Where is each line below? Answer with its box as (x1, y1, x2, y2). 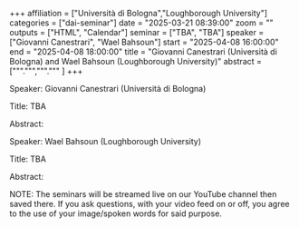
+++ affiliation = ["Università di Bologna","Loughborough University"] (9, 8, 268, 18)
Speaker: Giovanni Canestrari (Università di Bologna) (9, 84, 207, 94)
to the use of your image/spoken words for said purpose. (9, 208, 222, 219)
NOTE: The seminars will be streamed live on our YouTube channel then (9, 189, 277, 199)
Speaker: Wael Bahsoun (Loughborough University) (9, 136, 202, 146)
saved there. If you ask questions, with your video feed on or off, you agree (9, 199, 290, 209)
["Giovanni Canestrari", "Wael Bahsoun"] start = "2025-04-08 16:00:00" (9, 36, 279, 47)
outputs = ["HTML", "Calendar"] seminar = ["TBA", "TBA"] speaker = (9, 27, 265, 37)
